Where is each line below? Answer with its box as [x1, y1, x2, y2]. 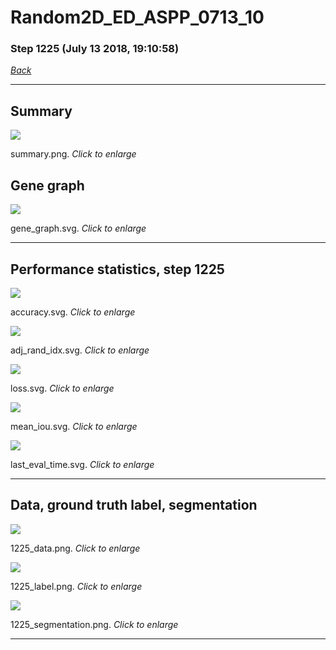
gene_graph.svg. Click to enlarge [10, 222, 147, 235]
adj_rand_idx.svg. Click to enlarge [10, 344, 150, 356]
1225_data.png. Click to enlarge [10, 542, 141, 554]
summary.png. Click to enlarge [10, 148, 137, 160]
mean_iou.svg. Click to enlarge [10, 420, 138, 432]
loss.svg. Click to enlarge [10, 382, 115, 394]
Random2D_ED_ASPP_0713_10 [10, 6, 265, 29]
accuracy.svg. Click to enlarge [10, 306, 136, 318]
